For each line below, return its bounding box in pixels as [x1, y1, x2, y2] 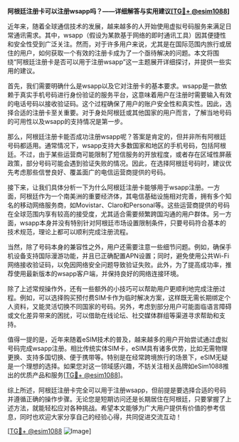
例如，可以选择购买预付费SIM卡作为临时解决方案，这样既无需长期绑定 [19, 293, 225, 302]
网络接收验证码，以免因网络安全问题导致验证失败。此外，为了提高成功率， [7, 261, 225, 269]
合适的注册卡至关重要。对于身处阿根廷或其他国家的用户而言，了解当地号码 [13, 108, 232, 117]
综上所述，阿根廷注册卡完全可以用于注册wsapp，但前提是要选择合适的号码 [7, 386, 226, 394]
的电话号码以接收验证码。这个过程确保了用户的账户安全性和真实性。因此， [7, 100, 225, 107]
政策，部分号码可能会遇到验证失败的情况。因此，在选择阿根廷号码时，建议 [7, 159, 225, 167]
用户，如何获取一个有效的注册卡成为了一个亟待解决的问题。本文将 [19, 49, 213, 57]
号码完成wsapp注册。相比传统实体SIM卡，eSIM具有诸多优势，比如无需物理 [7, 344, 228, 352]
